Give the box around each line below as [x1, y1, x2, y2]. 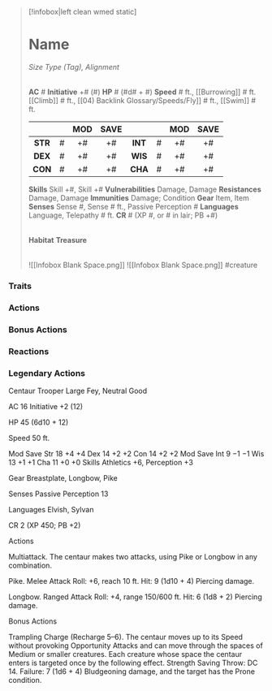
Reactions [8, 345, 50, 356]
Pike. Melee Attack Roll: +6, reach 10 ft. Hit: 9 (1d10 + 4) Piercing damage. [8, 576, 255, 585]
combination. [8, 560, 53, 570]
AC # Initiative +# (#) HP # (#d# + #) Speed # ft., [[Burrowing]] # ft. [28, 87, 257, 97]
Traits [8, 280, 32, 292]
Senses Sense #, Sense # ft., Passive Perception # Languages [28, 201, 240, 211]
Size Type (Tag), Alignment [28, 62, 120, 71]
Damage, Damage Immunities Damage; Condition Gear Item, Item [28, 192, 249, 202]
